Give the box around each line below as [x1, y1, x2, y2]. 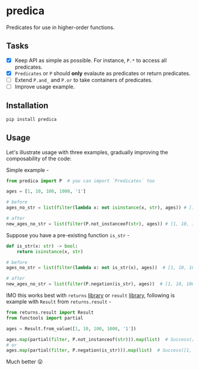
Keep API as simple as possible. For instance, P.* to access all [14, 56, 167, 63]
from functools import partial [6, 315, 84, 321]
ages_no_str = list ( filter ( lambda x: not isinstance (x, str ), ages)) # [6, 205, 187, 211]
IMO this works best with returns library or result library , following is [6, 292, 175, 299]
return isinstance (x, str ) [17, 248, 84, 254]
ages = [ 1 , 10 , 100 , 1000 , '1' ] [6, 189, 86, 194]
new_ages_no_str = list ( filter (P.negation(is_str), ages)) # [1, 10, [6, 281, 184, 287]
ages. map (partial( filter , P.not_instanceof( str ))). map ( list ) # [6, 336, 168, 342]
